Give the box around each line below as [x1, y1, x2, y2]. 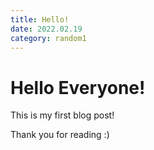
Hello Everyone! [10, 76, 146, 99]
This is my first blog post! [10, 109, 115, 121]
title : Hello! [10, 14, 70, 25]
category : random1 [10, 33, 87, 43]
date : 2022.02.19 [10, 24, 83, 34]
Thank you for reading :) [10, 129, 110, 141]
